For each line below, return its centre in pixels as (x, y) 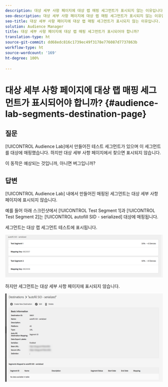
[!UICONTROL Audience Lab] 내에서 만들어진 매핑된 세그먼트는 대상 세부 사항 (82, 194)
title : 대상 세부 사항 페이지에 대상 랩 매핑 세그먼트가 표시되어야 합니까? (72, 32)
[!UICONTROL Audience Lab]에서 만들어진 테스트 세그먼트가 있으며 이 (74, 146)
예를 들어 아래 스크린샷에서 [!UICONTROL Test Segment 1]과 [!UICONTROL (80, 211)
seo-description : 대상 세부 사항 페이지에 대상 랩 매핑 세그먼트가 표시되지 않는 (79, 16)
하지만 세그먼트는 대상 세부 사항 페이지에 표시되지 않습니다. (62, 286)
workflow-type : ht (24, 48)
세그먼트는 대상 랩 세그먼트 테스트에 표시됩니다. (51, 227)
